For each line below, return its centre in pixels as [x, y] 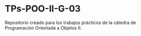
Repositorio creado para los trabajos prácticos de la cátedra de [70, 22]
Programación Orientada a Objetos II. [43, 27]
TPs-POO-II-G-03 [43, 9]
